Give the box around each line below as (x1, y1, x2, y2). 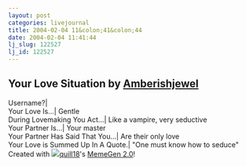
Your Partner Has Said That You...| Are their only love (8, 131, 180, 141)
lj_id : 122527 (8, 48, 55, 56)
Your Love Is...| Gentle (8, 106, 80, 116)
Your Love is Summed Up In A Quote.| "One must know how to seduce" (8, 139, 240, 149)
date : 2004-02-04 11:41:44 (8, 33, 97, 42)
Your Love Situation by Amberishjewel (8, 77, 199, 90)
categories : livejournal (8, 19, 90, 27)
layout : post (8, 11, 51, 20)
